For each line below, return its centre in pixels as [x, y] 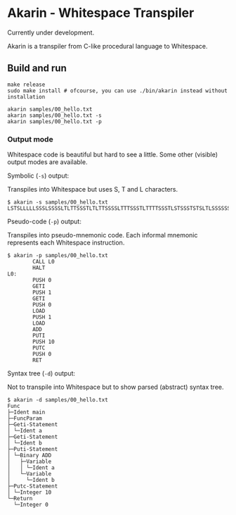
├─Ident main [26, 412]
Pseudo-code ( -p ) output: [45, 222]
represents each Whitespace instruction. [66, 243]
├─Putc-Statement [33, 486]
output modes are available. [47, 162]
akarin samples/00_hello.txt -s [54, 115]
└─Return [20, 499]
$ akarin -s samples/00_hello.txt [58, 202]
